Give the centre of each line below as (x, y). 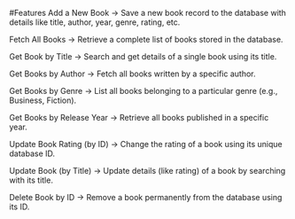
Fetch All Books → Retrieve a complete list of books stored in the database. (146, 39)
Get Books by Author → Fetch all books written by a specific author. (132, 74)
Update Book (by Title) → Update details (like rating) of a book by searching (147, 171)
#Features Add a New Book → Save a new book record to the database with (147, 13)
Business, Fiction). (43, 100)
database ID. (32, 153)
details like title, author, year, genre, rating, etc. (95, 22)
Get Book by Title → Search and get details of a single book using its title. (143, 56)
